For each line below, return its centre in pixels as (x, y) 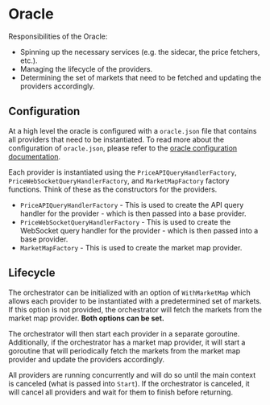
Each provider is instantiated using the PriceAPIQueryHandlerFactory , (123, 172)
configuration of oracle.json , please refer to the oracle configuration (123, 148)
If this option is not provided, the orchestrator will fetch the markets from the (135, 309)
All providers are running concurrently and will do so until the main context (132, 374)
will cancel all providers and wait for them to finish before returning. (121, 392)
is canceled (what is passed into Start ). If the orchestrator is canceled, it (129, 383)
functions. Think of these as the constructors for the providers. (113, 189)
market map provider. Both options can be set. (87, 318)
